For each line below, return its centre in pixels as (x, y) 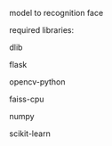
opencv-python (37, 82)
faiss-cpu (27, 99)
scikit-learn (30, 134)
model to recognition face (56, 13)
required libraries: (42, 30)
